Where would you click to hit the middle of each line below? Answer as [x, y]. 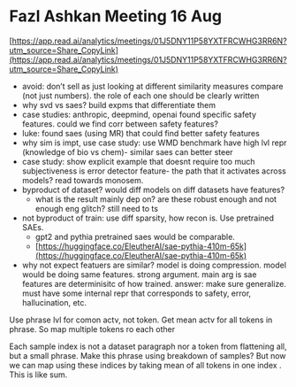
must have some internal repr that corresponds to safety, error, [137, 293]
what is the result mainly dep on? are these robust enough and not [156, 199]
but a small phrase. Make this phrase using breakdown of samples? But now [148, 355]
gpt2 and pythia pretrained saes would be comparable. [135, 236]
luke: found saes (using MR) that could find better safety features [141, 133]
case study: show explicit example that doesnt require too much [138, 161]
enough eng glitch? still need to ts [97, 208]
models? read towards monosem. [83, 180]
